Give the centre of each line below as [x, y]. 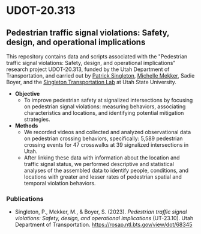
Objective [27, 94]
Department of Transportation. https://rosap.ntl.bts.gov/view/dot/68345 [104, 225]
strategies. [37, 119]
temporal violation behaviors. [60, 183]
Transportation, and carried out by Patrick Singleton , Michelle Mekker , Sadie [100, 75]
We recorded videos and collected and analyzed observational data [107, 132]
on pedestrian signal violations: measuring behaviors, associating [105, 106]
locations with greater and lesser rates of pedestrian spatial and [103, 177]
